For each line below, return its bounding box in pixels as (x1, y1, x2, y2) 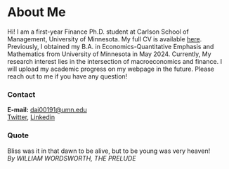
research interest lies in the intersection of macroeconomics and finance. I (7, 57, 223, 65)
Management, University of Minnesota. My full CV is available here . (7, 34, 202, 43)
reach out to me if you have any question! (7, 72, 128, 81)
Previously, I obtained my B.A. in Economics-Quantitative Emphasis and (7, 42, 214, 50)
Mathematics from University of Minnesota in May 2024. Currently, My (7, 50, 212, 58)
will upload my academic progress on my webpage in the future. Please (7, 65, 215, 73)
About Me (7, 4, 66, 20)
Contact (7, 89, 36, 99)
